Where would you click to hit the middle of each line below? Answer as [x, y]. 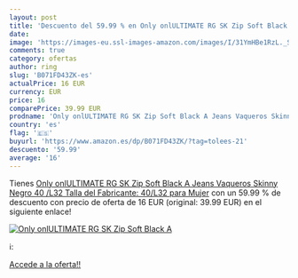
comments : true [37, 51]
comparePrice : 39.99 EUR [55, 108]
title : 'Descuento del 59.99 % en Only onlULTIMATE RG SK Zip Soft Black [149, 26]
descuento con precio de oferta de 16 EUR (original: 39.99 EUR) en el [136, 202]
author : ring [33, 68]
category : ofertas [43, 59]
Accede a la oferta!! [45, 264]
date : [19, 34]
